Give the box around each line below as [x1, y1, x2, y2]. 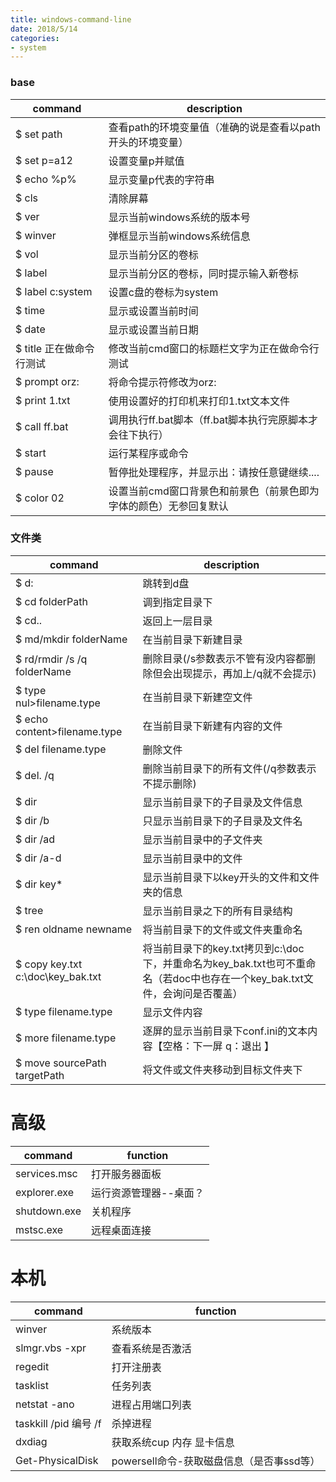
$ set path [15, 127, 63, 141]
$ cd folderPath [15, 594, 89, 608]
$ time [15, 303, 46, 317]
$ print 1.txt [15, 393, 71, 407]
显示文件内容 [142, 1005, 203, 1019]
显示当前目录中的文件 [142, 851, 243, 865]
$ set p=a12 [15, 153, 73, 167]
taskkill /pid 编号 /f [15, 1416, 102, 1430]
